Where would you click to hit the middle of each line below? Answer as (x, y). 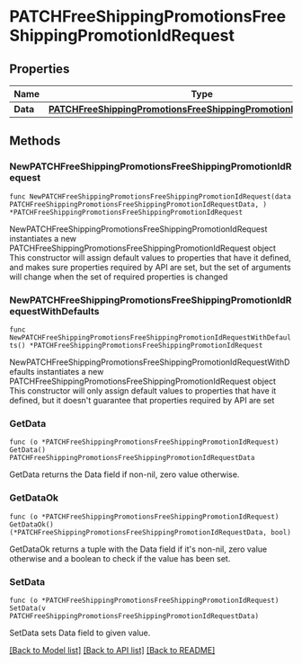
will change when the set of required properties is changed (119, 277)
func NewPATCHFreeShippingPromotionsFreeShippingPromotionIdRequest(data (151, 196)
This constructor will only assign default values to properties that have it (143, 390)
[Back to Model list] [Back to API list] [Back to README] (112, 650)
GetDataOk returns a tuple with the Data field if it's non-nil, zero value (138, 549)
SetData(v (28, 608)
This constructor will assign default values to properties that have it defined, (151, 257)
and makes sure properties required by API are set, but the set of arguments (150, 267)
